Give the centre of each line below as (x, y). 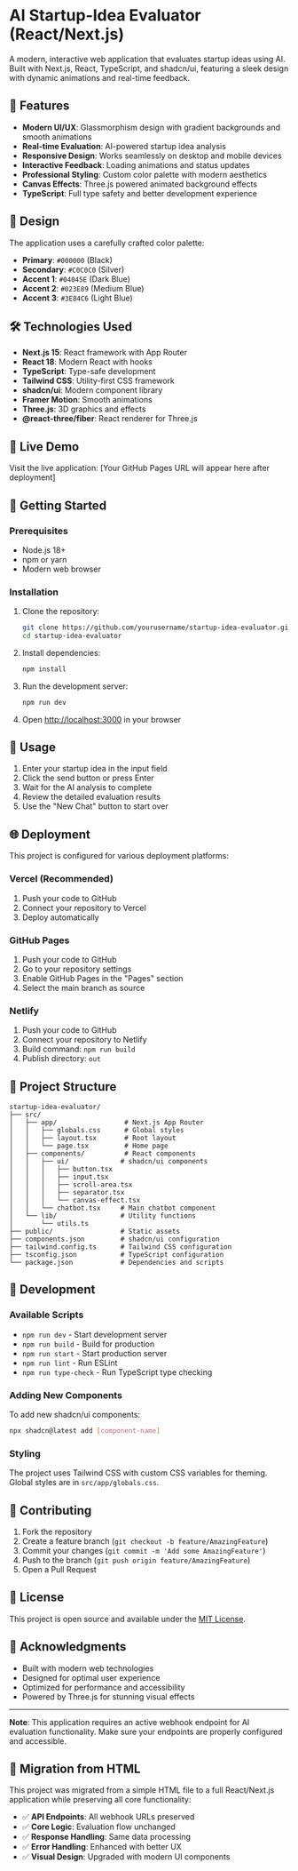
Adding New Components (66, 1395)
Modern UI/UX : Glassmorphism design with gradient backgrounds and (151, 127)
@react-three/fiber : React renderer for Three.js (110, 419)
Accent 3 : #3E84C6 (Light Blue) (77, 298)
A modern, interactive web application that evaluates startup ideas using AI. (147, 59)
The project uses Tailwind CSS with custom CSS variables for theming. (138, 1473)
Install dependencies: (61, 652)
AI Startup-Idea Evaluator (105, 16)
